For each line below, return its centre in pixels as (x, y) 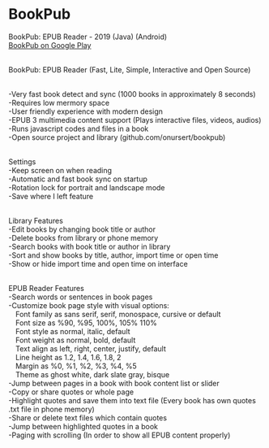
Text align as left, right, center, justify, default (91, 348)
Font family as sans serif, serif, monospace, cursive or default (118, 314)
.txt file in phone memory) (51, 409)
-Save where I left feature (51, 196)
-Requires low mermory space (59, 102)
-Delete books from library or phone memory (83, 237)
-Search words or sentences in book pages (81, 297)
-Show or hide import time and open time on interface (98, 263)
